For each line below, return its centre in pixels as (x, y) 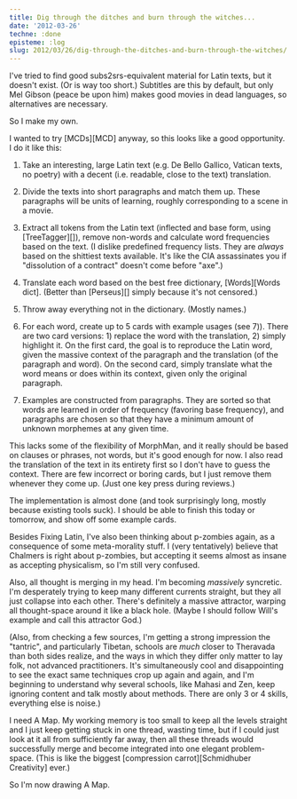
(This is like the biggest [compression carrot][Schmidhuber (144, 758)
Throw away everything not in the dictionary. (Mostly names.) (134, 309)
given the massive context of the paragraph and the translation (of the (150, 355)
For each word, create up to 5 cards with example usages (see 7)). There (155, 327)
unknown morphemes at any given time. (95, 429)
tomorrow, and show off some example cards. (93, 519)
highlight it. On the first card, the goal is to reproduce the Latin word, (147, 345)
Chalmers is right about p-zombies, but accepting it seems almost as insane (148, 556)
